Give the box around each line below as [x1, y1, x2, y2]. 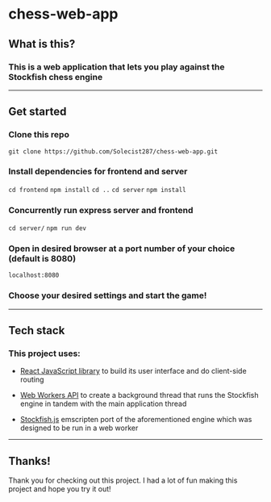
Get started [8, 105, 67, 119]
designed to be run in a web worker [19, 423, 139, 433]
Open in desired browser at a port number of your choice [8, 243, 236, 254]
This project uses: [8, 348, 81, 359]
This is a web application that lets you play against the [8, 61, 225, 73]
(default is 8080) [8, 253, 77, 265]
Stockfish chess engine [8, 71, 103, 82]
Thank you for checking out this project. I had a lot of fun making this [8, 475, 238, 485]
